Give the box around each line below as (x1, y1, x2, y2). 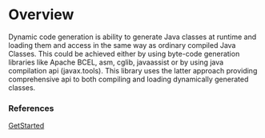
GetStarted (8, 121, 45, 131)
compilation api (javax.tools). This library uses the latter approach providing (8, 65, 258, 75)
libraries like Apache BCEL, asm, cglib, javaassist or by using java (8, 57, 224, 67)
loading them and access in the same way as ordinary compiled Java (8, 40, 236, 49)
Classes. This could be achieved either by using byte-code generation (8, 49, 240, 58)
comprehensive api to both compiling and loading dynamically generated (8, 74, 249, 84)
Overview (8, 6, 74, 24)
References (8, 102, 54, 113)
